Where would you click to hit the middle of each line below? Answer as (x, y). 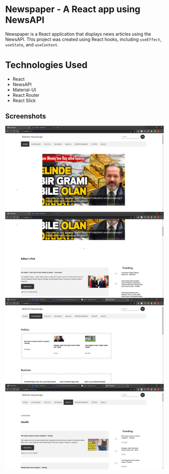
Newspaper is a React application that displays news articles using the (78, 34)
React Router (26, 95)
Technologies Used (47, 65)
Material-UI (24, 90)
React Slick (24, 100)
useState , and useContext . (32, 44)
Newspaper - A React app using (73, 9)
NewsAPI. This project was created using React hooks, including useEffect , (83, 39)
